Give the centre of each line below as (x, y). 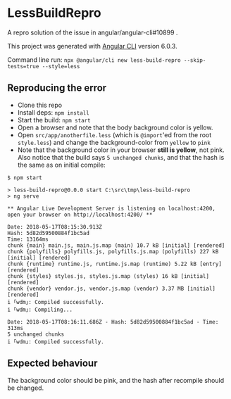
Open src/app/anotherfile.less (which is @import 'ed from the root (114, 134)
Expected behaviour (52, 363)
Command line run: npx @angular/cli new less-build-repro (94, 59)
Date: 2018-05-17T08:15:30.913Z (55, 227)
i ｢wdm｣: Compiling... (40, 310)
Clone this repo (39, 105)
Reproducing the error (57, 88)
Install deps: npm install (53, 112)
